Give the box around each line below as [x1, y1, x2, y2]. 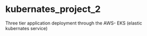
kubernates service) [5, 25, 48, 31]
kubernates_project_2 [5, 3, 101, 15]
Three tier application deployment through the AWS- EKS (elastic [5, 20, 142, 26]
